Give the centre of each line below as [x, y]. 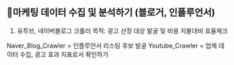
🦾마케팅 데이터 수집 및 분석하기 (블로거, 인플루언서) [111, 13]
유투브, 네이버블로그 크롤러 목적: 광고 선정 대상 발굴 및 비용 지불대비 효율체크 [122, 31]
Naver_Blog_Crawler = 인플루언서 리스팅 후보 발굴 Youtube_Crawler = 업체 [112, 45]
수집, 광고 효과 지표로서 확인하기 [64, 54]
